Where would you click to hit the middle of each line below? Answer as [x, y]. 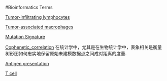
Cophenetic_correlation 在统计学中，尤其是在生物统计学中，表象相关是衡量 [84, 47]
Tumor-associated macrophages [39, 27]
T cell [11, 73]
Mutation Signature [25, 37]
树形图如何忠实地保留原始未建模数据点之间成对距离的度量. [66, 53]
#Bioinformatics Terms [29, 7]
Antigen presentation [27, 64]
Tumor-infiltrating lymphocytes [38, 17]
